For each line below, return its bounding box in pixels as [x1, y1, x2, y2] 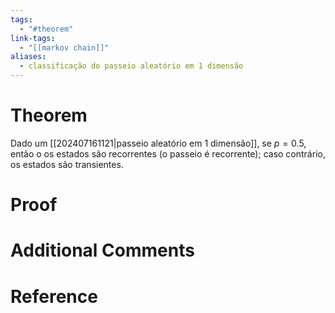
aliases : [10, 52, 47, 62]
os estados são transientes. [10, 158, 124, 170]
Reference [10, 285, 98, 308]
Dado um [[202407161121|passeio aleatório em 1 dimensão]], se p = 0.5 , [10, 137, 307, 149]
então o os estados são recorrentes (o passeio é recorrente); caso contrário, [10, 147, 326, 160]
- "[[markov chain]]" [19, 42, 110, 53]
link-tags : [10, 33, 56, 43]
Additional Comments [10, 239, 195, 262]
